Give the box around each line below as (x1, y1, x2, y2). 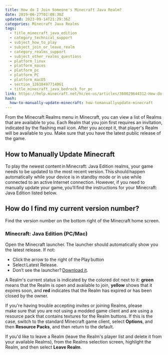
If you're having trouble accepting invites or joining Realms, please (5, 302, 142, 308)
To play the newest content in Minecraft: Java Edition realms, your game (5, 163, 153, 169)
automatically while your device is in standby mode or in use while (5, 174, 141, 180)
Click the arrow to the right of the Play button (12, 256, 104, 263)
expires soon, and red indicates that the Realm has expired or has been (5, 287, 152, 293)
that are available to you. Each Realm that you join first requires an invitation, (5, 120, 162, 126)
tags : (5, 26, 16, 31)
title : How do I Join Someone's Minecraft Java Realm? (5, 7, 122, 13)
